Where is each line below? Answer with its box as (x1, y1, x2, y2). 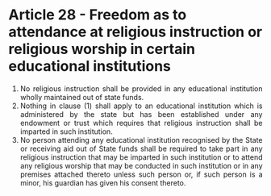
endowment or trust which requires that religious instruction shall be (19, 118, 263, 127)
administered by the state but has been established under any (19, 109, 263, 119)
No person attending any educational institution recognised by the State (19, 135, 263, 144)
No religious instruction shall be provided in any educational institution (19, 83, 263, 94)
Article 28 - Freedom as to (8, 6, 187, 24)
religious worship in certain (8, 40, 196, 58)
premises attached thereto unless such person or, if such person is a (19, 169, 263, 179)
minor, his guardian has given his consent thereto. (19, 177, 186, 187)
